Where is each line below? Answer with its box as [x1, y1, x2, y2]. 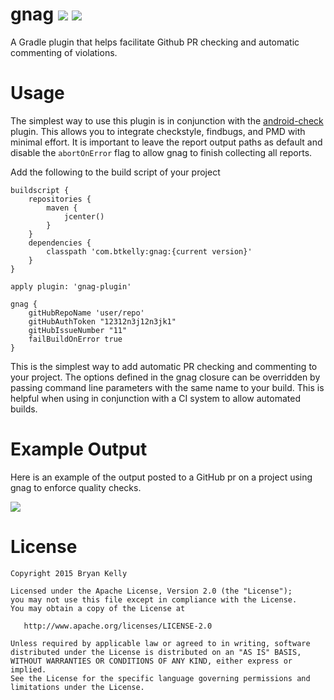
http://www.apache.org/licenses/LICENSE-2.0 [23, 621, 213, 631]
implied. [10, 664, 47, 675]
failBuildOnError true [28, 334, 123, 344]
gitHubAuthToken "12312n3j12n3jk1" [28, 316, 177, 327]
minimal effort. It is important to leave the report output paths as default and [10, 136, 323, 148]
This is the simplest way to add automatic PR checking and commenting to [10, 360, 318, 372]
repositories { [28, 194, 92, 204]
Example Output [10, 438, 148, 461]
